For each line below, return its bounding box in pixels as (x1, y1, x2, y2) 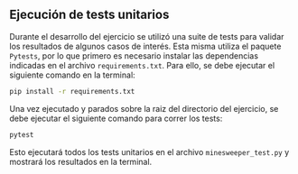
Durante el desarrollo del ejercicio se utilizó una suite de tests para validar (9, 31, 284, 41)
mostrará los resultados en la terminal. (9, 156, 153, 167)
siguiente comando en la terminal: (9, 69, 135, 80)
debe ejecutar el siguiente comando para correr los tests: (9, 113, 223, 124)
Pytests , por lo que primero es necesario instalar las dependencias (9, 50, 259, 61)
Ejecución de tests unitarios (9, 7, 170, 23)
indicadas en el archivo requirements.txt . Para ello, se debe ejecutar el (9, 60, 275, 70)
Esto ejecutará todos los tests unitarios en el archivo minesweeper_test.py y (9, 146, 290, 157)
